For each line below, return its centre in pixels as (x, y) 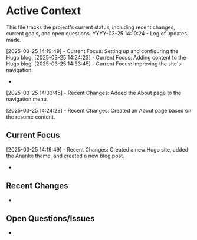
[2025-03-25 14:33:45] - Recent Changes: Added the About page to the (94, 93)
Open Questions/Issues (50, 218)
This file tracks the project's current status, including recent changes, (91, 27)
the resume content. (31, 117)
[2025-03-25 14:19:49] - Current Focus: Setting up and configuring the (92, 51)
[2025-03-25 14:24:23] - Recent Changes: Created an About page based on (99, 110)
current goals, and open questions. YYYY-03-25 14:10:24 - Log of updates (97, 33)
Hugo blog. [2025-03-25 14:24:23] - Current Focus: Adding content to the (96, 57)
